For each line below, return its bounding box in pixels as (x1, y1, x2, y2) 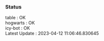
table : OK (5, 15, 26, 21)
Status (5, 3, 22, 10)
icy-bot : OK (5, 25, 30, 31)
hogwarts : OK (5, 20, 35, 26)
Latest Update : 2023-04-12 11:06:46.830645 (5, 31, 99, 37)
